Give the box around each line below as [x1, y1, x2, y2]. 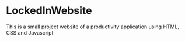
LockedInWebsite [6, 4, 92, 17]
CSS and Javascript [6, 29, 54, 36]
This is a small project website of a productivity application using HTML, [6, 23, 180, 30]
